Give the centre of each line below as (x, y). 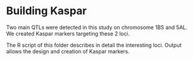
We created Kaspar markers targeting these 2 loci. (68, 33)
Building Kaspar (46, 11)
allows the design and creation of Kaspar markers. (68, 51)
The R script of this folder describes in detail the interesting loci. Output (94, 45)
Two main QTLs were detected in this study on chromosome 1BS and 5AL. (97, 27)
